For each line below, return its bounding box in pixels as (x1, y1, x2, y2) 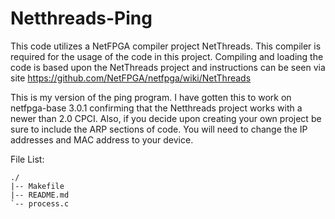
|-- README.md (10, 190, 70, 200)
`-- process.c (10, 198, 70, 209)
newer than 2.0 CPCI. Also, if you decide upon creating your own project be (10, 112, 322, 124)
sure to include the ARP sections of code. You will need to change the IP (10, 123, 308, 135)
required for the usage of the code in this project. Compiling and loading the (10, 50, 324, 62)
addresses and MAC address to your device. (10, 133, 194, 146)
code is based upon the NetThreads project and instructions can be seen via (10, 61, 326, 73)
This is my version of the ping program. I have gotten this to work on (10, 91, 292, 103)
